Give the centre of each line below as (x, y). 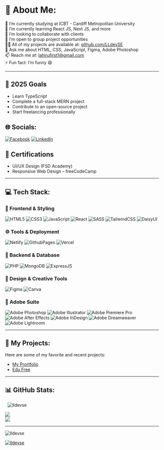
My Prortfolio (25, 364)
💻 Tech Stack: (28, 192)
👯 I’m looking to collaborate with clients (44, 34)
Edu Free (21, 370)
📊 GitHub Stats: (30, 390)
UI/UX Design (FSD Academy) (42, 166)
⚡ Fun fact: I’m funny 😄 (29, 62)
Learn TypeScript (30, 96)
